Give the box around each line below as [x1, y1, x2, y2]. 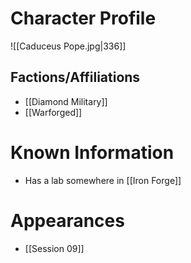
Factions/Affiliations [10, 69, 141, 86]
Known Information [10, 141, 175, 164]
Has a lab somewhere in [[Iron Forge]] [24, 174, 182, 186]
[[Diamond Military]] [24, 95, 108, 107]
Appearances [10, 209, 125, 232]
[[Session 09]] [24, 242, 85, 254]
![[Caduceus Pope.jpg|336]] [10, 40, 127, 52]
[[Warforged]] [24, 106, 83, 118]
